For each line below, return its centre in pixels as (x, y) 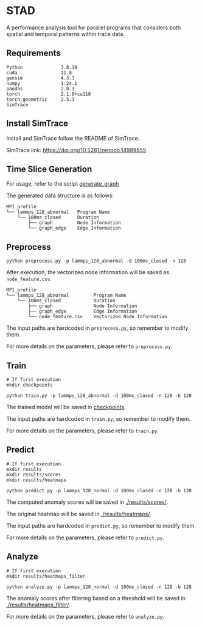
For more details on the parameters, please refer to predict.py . (85, 537)
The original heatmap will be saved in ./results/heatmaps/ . (79, 514)
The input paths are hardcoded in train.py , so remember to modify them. (98, 419)
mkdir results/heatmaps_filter (46, 576)
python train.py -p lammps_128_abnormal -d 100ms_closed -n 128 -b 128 (99, 396)
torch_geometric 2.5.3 (40, 99)
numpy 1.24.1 (42, 83)
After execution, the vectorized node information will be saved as (88, 272)
